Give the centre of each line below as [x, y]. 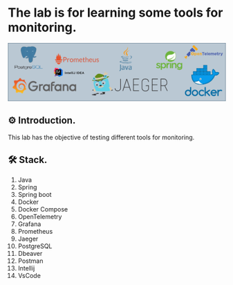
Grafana [29, 224]
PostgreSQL [35, 246]
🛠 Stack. [28, 160]
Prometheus [35, 232]
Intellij [26, 268]
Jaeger [28, 239]
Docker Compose [43, 209]
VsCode [29, 276]
